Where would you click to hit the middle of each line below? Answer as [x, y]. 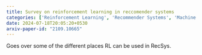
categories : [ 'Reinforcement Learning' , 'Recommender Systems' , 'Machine [101, 18]
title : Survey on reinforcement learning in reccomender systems [90, 12]
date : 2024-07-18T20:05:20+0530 [47, 23]
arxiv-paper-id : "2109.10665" [44, 29]
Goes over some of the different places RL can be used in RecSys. [89, 46]
